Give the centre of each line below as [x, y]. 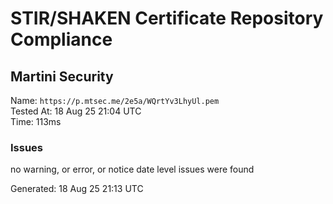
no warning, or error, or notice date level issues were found [132, 169]
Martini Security [62, 76]
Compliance [61, 39]
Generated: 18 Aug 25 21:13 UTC [77, 189]
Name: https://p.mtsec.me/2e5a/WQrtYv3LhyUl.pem [115, 100]
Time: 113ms [36, 121]
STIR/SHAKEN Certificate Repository [167, 18]
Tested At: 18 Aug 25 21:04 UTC [76, 111]
